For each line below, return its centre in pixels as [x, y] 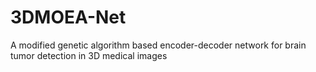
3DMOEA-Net [68, 17]
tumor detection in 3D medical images [89, 55]
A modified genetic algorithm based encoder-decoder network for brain [158, 45]
